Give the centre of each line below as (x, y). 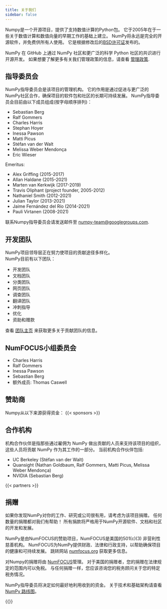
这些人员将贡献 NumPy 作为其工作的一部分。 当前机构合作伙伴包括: (74, 449)
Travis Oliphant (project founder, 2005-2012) (59, 190)
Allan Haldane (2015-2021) (40, 180)
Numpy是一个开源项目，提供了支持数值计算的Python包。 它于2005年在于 (81, 29)
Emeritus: (15, 164)
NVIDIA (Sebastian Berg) (38, 475)
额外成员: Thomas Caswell (40, 382)
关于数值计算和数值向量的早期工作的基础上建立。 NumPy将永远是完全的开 (86, 36)
